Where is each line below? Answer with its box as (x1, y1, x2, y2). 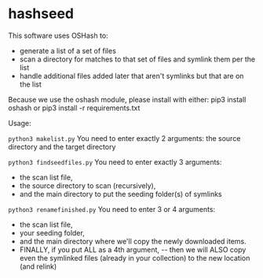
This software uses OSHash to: (8, 31, 108, 40)
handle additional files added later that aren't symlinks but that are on (19, 71, 244, 80)
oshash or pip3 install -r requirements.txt (8, 103, 141, 113)
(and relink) (19, 261, 57, 271)
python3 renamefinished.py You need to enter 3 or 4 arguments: (8, 204, 216, 213)
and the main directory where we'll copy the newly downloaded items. (19, 236, 247, 246)
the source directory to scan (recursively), (19, 180, 156, 190)
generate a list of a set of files (19, 46, 116, 55)
